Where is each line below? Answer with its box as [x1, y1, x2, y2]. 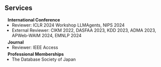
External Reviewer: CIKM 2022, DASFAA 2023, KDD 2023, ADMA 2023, [11, 27, 157, 33]
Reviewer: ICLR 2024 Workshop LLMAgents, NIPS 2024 [11, 22, 125, 28]
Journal [7, 39, 24, 45]
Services [4, 4, 33, 12]
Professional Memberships [7, 51, 64, 57]
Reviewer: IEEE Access [11, 44, 58, 50]
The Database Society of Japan [11, 56, 76, 62]
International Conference [7, 17, 60, 22]
